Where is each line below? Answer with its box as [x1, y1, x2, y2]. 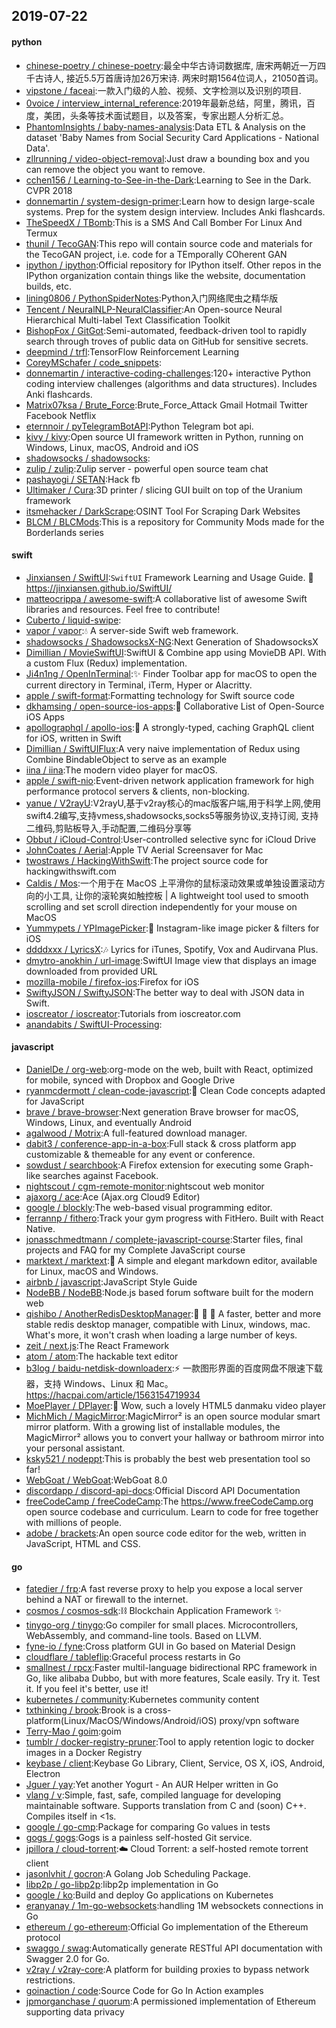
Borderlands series [25, 526, 104, 538]
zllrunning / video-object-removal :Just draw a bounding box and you [25, 152, 310, 164]
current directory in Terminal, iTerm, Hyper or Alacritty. [25, 679, 253, 691]
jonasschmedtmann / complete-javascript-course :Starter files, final [25, 1234, 304, 1245]
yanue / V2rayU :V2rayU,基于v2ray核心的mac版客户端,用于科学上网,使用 [25, 797, 321, 809]
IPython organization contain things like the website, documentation [25, 269, 306, 281]
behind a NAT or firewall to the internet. [25, 1594, 189, 1606]
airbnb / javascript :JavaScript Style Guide [25, 1276, 198, 1288]
